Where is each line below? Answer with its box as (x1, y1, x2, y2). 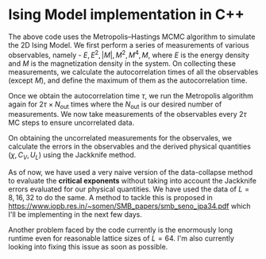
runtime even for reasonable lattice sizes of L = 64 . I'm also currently (8, 234, 234, 243)
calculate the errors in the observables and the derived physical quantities (8, 141, 252, 152)
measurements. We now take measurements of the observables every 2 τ (8, 110, 248, 119)
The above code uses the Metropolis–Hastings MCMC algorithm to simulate (8, 32, 256, 41)
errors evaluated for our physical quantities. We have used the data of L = (8, 184, 250, 194)
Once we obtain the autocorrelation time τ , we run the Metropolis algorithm (8, 91, 254, 100)
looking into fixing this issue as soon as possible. (8, 242, 168, 252)
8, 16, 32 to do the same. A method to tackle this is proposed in (8, 193, 213, 203)
